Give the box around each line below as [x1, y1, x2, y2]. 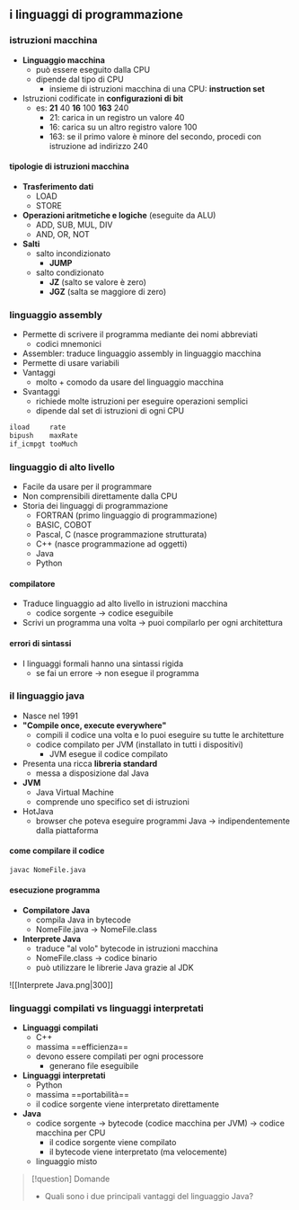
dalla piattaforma [35, 824, 99, 835]
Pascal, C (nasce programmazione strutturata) [35, 529, 207, 540]
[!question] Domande [31, 1173, 110, 1185]
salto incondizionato [35, 247, 110, 259]
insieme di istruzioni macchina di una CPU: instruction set [48, 83, 265, 93]
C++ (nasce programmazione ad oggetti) [35, 538, 188, 549]
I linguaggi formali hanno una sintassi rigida [22, 658, 184, 669]
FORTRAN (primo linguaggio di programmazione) [35, 510, 218, 520]
